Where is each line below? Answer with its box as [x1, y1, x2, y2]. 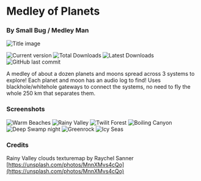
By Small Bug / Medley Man [6, 26, 89, 35]
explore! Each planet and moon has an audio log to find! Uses [6, 76, 161, 84]
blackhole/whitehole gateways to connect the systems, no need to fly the [6, 83, 191, 90]
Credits [6, 141, 29, 149]
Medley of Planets [6, 4, 100, 18]
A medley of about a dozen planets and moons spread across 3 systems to [6, 70, 195, 78]
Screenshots [6, 105, 45, 114]
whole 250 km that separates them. [6, 90, 96, 97]
